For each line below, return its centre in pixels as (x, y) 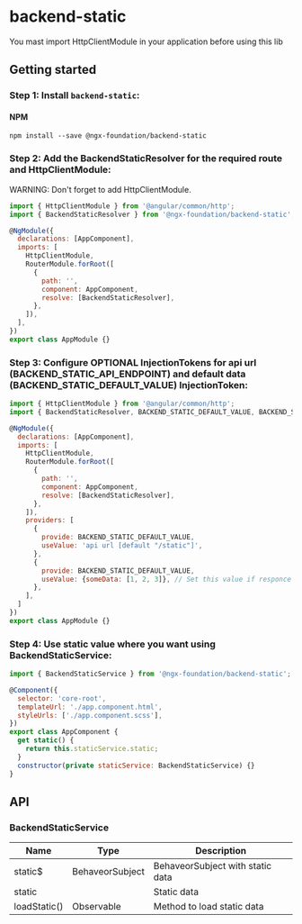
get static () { (46, 740)
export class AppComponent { (64, 732)
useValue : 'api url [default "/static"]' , (122, 546)
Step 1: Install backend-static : (75, 95)
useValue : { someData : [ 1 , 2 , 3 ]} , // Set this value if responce (167, 579)
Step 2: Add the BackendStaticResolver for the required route (146, 159)
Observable (96, 907)
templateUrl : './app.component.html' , (90, 707)
